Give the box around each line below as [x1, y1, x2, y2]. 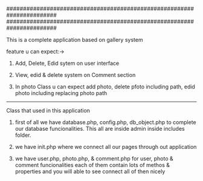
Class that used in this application [6, 107, 91, 114]
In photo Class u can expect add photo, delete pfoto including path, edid [14, 83, 195, 90]
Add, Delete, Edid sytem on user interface [14, 60, 120, 67]
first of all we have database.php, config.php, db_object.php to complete [14, 119, 196, 126]
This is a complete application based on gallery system [6, 36, 143, 43]
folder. [14, 131, 31, 139]
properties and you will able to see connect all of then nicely [14, 168, 166, 175]
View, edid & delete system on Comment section [14, 71, 136, 78]
